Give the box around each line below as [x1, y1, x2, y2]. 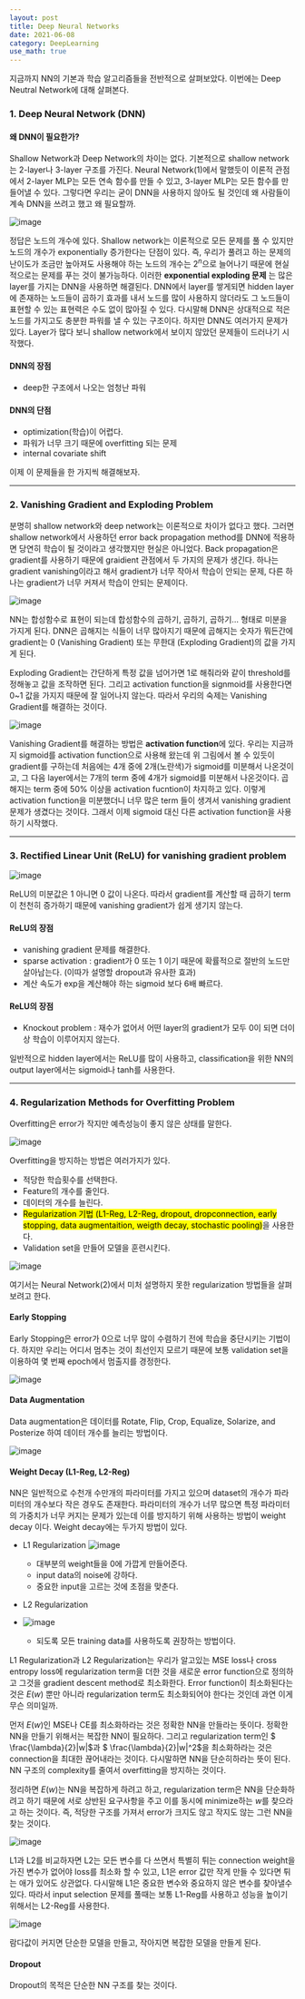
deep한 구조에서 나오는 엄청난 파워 [22, 382, 147, 393]
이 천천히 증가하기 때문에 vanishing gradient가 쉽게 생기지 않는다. [9, 899, 243, 910]
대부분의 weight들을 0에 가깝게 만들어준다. [35, 1558, 188, 1570]
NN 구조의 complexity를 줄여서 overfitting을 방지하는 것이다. [9, 1765, 227, 1776]
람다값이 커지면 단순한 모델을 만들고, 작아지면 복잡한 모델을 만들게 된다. [9, 1937, 261, 1948]
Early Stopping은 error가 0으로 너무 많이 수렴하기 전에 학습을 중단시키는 [9, 1333, 267, 1344]
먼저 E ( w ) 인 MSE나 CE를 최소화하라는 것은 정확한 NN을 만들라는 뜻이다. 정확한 [9, 1720, 289, 1730]
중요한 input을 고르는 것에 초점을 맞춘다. [35, 1581, 179, 1592]
